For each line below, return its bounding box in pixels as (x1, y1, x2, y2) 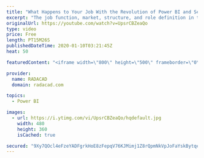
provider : (6, 70, 32, 77)
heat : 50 (6, 49, 29, 55)
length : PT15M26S (6, 37, 50, 43)
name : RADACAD (12, 76, 47, 82)
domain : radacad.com (12, 81, 64, 88)
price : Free (6, 32, 36, 38)
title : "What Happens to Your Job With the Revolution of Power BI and (6, 9, 191, 15)
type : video (6, 26, 36, 32)
